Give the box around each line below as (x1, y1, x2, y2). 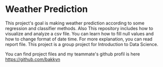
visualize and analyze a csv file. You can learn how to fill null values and (5, 30, 154, 36)
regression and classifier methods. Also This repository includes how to (5, 25, 153, 31)
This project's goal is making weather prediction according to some (5, 20, 144, 26)
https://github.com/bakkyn (5, 56, 61, 62)
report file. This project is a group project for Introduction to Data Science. (5, 41, 158, 47)
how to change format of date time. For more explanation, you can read (5, 36, 153, 42)
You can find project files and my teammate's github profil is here (5, 51, 140, 57)
